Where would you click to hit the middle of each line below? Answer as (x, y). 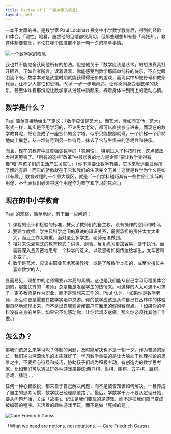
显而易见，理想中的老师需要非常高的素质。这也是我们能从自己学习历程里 (81, 280)
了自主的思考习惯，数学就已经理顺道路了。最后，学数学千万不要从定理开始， (85, 392)
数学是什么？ (25, 108)
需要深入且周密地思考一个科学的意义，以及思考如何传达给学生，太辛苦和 (88, 250)
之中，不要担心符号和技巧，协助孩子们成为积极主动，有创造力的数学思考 (85, 362)
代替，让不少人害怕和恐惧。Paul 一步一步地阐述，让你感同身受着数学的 (80, 84)
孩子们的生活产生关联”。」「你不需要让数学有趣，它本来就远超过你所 (93, 164)
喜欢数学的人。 (28, 269)
